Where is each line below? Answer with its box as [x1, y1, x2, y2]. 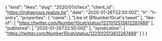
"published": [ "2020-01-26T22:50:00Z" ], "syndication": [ [5, 25, 125, 31]
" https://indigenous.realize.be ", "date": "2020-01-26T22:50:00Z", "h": [5, 9, 149, 15]
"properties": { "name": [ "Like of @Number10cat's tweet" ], [19, 15, 143, 20]
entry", [5, 15, 19, 20]
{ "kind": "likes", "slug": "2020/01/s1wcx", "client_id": [5, 4, 114, 10]
